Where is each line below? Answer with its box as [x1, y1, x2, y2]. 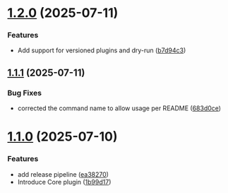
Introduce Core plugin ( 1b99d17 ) [17, 177, 112, 186]
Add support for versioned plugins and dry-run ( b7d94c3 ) [17, 46, 186, 54]
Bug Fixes [7, 88, 42, 98]
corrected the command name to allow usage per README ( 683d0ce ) [17, 104, 221, 112]
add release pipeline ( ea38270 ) [17, 170, 109, 178]
